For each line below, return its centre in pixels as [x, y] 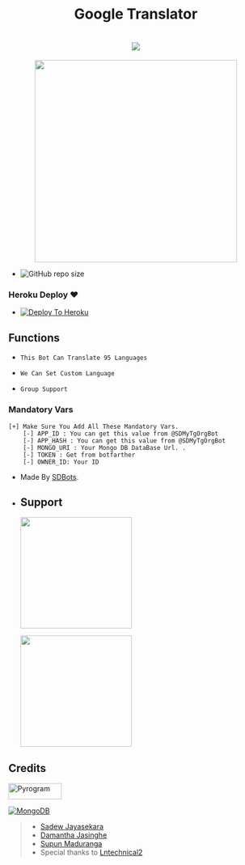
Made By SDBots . [49, 477]
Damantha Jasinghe [74, 835]
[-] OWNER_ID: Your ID [61, 462]
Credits [27, 768]
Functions [34, 338]
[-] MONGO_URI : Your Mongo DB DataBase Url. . [104, 447]
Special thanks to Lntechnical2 [91, 852]
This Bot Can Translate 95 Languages [84, 358]
